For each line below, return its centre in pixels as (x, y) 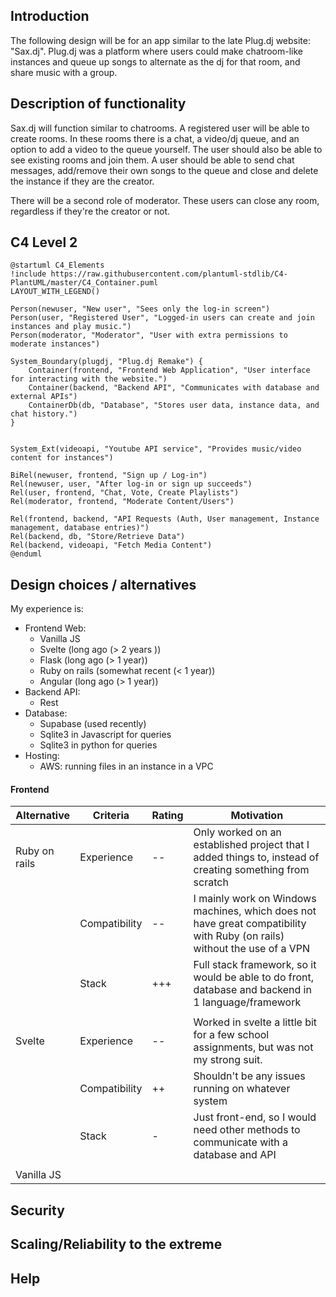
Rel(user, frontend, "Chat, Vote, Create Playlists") (125, 493)
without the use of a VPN (252, 949)
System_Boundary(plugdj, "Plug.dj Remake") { (106, 362)
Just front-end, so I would (255, 1117)
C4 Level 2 (44, 242)
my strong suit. (228, 1060)
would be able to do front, (254, 977)
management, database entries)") (80, 528)
